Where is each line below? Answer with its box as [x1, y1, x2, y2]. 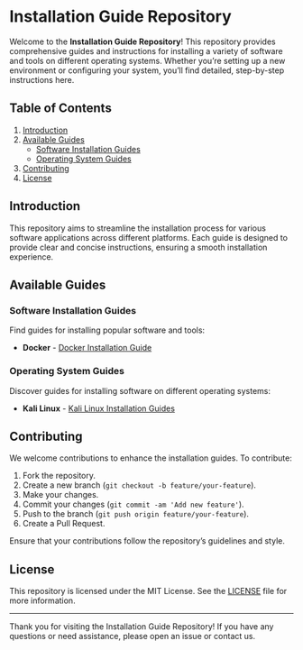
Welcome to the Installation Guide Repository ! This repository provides [9, 36, 277, 47]
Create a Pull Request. [22, 518, 106, 529]
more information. [9, 595, 76, 606]
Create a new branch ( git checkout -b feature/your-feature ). [22, 480, 257, 490]
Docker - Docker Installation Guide [22, 343, 152, 353]
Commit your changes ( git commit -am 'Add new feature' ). [22, 499, 245, 510]
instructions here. [9, 74, 75, 85]
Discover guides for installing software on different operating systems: [9, 385, 271, 396]
